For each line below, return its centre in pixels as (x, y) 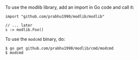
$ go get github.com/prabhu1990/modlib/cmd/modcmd (59, 48)
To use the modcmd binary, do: (35, 39)
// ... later (19, 25)
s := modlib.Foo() (24, 30)
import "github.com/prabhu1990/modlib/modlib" (55, 17)
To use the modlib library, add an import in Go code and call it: (70, 7)
